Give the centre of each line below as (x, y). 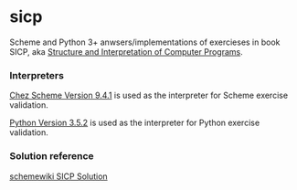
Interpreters (37, 75)
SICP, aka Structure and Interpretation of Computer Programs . (127, 51)
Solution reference (52, 156)
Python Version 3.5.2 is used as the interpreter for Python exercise (135, 123)
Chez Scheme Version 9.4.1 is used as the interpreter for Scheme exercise (149, 95)
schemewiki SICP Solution (58, 176)
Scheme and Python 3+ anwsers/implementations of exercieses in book (145, 42)
